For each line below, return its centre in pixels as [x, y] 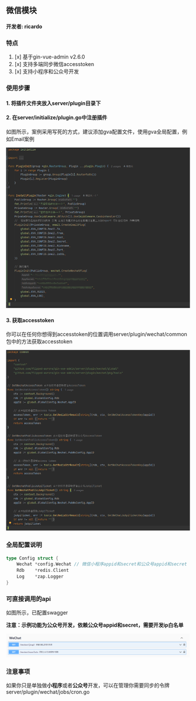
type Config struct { [32, 558]
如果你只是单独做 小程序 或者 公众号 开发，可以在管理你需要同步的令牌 [88, 685]
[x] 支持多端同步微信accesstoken [54, 64]
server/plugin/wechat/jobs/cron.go [48, 692]
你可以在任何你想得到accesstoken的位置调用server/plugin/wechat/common [97, 334]
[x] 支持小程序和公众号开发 [47, 71]
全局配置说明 [24, 545]
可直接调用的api [29, 599]
